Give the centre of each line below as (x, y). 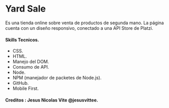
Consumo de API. (31, 67)
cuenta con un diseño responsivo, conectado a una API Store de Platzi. (79, 28)
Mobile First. (26, 88)
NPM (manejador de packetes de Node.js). (57, 78)
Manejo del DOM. (31, 62)
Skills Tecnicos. (22, 40)
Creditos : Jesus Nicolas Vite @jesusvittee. (52, 100)
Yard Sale (26, 9)
